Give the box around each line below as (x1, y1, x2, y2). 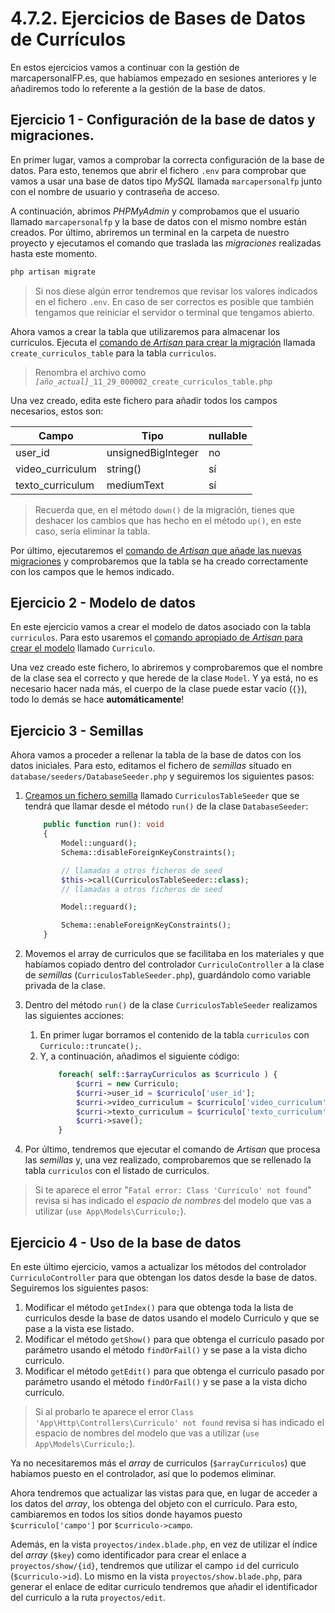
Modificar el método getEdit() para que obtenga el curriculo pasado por (24, 1365, 325, 1377)
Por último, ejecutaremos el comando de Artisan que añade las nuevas (10, 544, 302, 556)
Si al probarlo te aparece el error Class (34, 1405, 194, 1417)
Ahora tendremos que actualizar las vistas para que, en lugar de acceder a (10, 1487, 318, 1499)
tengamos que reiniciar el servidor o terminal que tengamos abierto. (34, 306, 315, 318)
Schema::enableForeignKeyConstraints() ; (61, 920, 232, 931)
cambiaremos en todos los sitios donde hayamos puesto (10, 1508, 243, 1520)
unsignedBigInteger (106, 445, 199, 459)
